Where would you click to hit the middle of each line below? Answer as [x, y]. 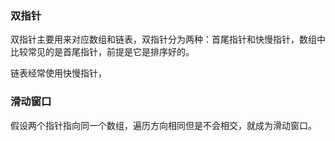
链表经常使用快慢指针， [58, 73]
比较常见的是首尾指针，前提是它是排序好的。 [102, 52]
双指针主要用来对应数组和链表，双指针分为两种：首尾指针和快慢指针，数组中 [168, 39]
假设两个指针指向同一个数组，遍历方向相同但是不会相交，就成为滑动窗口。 [163, 125]
